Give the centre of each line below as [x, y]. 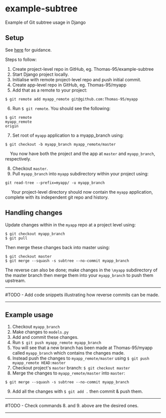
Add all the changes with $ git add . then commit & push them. [78, 391]
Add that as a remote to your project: [50, 90]
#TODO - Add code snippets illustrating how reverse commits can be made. [82, 295]
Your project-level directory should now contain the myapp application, [82, 192]
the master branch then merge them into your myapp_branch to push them [79, 275]
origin [12, 126]
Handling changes [34, 213]
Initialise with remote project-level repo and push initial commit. [77, 79]
